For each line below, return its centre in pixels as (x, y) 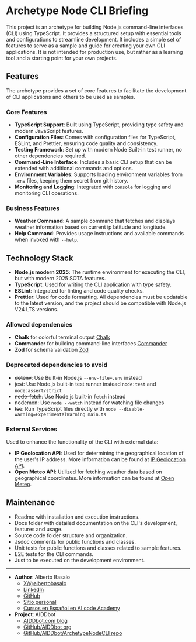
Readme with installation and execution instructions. (77, 517)
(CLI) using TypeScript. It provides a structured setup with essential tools (94, 33)
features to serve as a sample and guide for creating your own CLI (85, 46)
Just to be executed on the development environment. (80, 560)
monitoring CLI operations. (46, 193)
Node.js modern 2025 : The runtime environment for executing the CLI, (100, 272)
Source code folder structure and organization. (71, 535)
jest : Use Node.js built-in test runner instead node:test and (85, 384)
